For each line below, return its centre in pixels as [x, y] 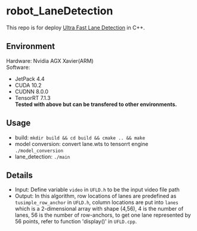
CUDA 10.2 [28, 85]
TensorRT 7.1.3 [33, 98]
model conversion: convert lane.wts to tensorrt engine [81, 144]
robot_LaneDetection [60, 11]
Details [19, 175]
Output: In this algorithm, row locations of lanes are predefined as [96, 196]
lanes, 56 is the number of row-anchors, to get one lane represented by [103, 215]
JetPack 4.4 [30, 78]
